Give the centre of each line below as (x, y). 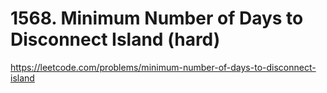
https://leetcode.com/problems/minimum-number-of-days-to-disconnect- (163, 67)
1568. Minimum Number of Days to (157, 18)
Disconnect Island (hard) (115, 39)
